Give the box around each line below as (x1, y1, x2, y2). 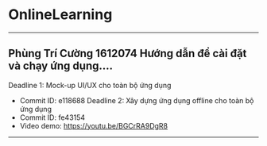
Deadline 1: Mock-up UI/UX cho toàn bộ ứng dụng (8, 80, 172, 90)
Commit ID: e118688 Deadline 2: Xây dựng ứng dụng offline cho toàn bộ (19, 95, 254, 105)
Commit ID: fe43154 (19, 113, 86, 122)
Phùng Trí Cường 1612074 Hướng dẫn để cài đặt (8, 47, 247, 60)
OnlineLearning (8, 6, 113, 24)
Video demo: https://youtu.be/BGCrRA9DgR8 (19, 121, 168, 130)
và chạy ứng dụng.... (8, 60, 114, 73)
